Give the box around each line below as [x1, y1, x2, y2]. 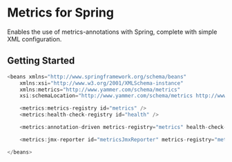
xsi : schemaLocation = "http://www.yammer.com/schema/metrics [19, 92, 193, 99]
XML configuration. [7, 34, 62, 43]
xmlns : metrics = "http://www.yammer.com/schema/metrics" [19, 86, 181, 93]
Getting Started [7, 55, 75, 67]
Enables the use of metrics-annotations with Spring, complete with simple [7, 28, 217, 36]
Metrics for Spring [7, 5, 114, 21]
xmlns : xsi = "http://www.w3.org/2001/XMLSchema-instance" [19, 79, 184, 87]
